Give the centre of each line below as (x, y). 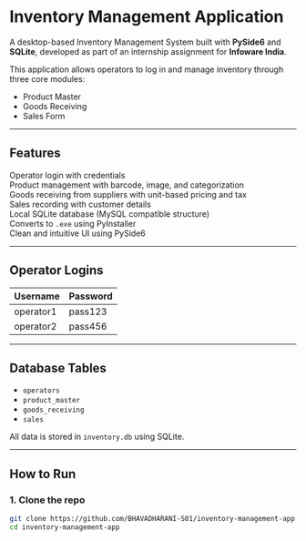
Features (35, 153)
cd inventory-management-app (65, 527)
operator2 (36, 326)
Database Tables (58, 367)
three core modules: (47, 78)
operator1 (36, 311)
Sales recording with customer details (81, 204)
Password (91, 296)
